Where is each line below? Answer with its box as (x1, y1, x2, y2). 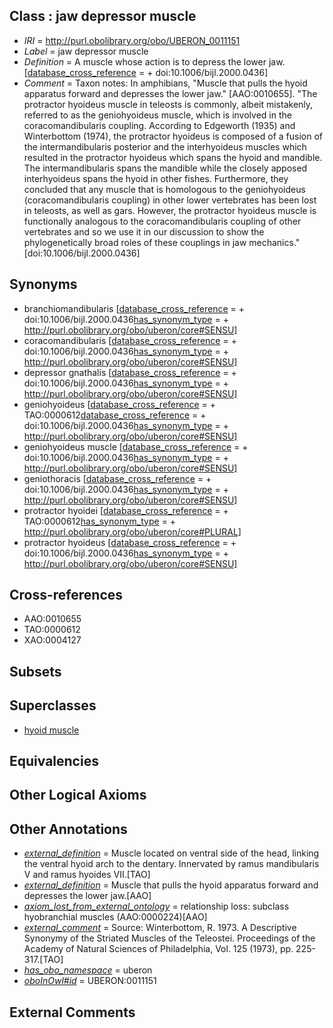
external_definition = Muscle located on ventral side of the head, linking (23, 847, 320, 859)
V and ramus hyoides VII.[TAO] (23, 869, 151, 881)
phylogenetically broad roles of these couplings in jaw (23, 236, 247, 248)
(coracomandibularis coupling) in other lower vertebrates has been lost (23, 194, 317, 206)
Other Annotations (9, 820, 128, 838)
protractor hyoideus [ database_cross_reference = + (23, 536, 237, 548)
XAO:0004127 (23, 634, 82, 646)
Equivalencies (9, 753, 99, 770)
